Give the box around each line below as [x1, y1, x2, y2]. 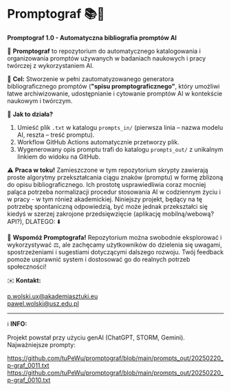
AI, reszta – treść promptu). [16, 131, 95, 139]
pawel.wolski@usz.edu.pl [7, 299, 79, 307]
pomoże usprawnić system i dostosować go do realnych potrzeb [7, 255, 190, 263]
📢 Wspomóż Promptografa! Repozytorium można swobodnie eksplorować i [7, 233, 222, 241]
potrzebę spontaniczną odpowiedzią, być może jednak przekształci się [7, 202, 208, 210]
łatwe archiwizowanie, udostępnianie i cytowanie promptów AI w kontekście [7, 89, 223, 98]
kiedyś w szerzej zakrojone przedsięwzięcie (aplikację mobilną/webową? [7, 210, 214, 218]
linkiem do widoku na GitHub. [16, 153, 101, 161]
